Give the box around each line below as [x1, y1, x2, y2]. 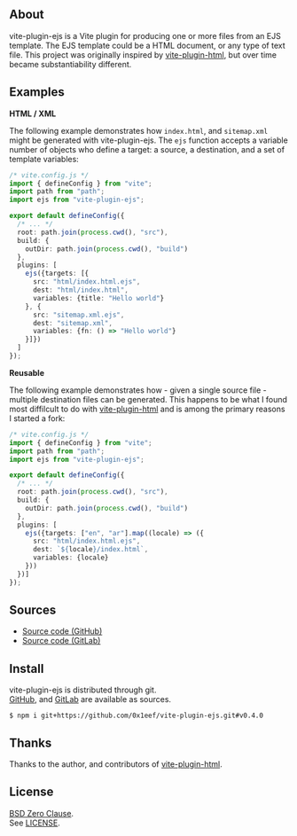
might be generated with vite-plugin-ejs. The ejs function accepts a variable [9, 135, 288, 145]
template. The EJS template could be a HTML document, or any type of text [9, 40, 285, 51]
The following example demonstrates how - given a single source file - [9, 385, 268, 395]
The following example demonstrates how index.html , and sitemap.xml [9, 125, 269, 136]
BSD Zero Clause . [9, 808, 74, 818]
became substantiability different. [9, 59, 132, 69]
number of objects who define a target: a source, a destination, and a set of [9, 144, 285, 154]
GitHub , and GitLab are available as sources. [9, 694, 171, 705]
